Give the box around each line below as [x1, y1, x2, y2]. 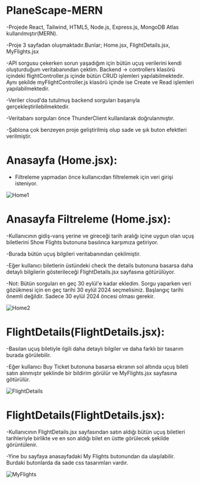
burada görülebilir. [6, 351, 51, 359]
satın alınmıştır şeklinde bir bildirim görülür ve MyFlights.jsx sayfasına [6, 369, 177, 377]
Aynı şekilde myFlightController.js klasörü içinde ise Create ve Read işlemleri [6, 79, 195, 86]
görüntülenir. [6, 441, 38, 448]
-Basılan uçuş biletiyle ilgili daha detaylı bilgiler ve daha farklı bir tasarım [6, 345, 184, 352]
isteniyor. [14, 179, 38, 187]
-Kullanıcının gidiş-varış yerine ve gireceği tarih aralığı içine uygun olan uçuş [6, 232, 195, 239]
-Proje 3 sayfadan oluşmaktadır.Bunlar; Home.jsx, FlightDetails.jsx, [6, 41, 171, 49]
